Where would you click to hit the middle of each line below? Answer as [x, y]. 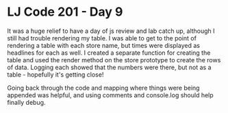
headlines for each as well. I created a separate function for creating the [109, 53]
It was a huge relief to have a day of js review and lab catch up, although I [111, 31]
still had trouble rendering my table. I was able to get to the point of [102, 38]
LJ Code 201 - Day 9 [65, 12]
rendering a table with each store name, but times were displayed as [104, 45]
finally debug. [26, 102]
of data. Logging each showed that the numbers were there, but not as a [109, 67]
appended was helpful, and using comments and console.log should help [110, 95]
